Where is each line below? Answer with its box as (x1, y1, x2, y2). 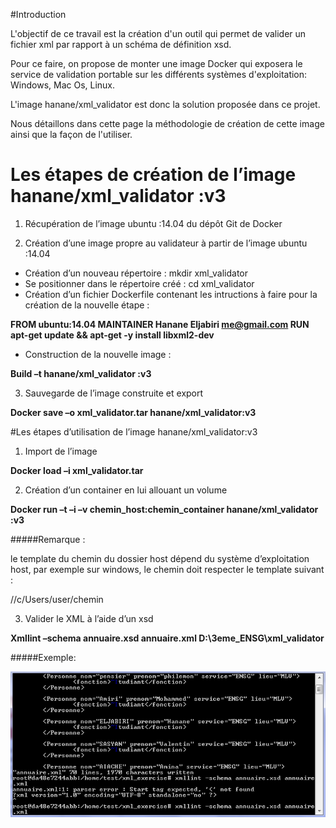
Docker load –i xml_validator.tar (10, 464, 144, 476)
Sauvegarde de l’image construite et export (24, 387, 204, 399)
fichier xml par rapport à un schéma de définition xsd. (10, 39, 232, 50)
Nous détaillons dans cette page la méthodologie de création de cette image (10, 118, 325, 129)
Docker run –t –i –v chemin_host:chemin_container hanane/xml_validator (10, 503, 319, 515)
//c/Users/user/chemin (10, 593, 104, 605)
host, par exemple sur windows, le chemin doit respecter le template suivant (10, 563, 325, 575)
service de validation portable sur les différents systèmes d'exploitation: (10, 69, 308, 80)
